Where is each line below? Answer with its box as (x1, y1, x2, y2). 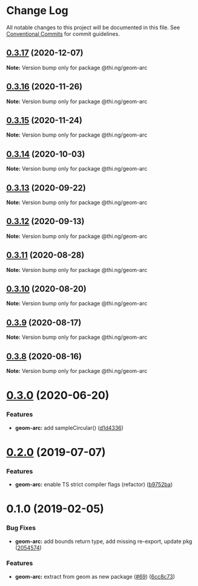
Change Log (6, 4, 68, 18)
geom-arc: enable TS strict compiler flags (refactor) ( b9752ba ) (15, 481, 173, 488)
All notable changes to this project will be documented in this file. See (6, 24, 180, 31)
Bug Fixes (6, 523, 36, 532)
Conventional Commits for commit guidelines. (6, 30, 120, 37)
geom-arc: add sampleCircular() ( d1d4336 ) (15, 424, 124, 431)
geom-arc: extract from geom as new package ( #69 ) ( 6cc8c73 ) (15, 573, 176, 580)
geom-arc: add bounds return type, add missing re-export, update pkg (15, 537, 193, 545)
